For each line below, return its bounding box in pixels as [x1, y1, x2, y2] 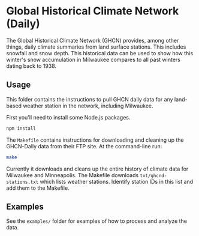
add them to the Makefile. [6, 184, 70, 192]
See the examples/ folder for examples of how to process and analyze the [6, 217, 188, 225]
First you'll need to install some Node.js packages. [6, 113, 131, 121]
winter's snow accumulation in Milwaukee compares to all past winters [6, 56, 181, 63]
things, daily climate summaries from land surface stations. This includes [6, 43, 186, 50]
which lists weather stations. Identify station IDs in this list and [40, 178, 194, 185]
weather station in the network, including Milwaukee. [23, 102, 154, 109]
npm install [6, 125, 36, 132]
